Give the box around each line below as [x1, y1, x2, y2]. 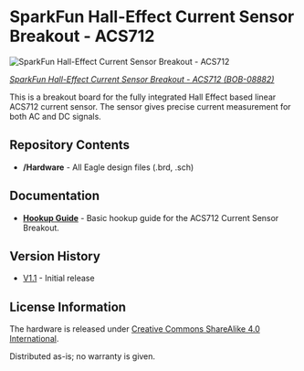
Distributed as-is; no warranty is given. [9, 351, 156, 362]
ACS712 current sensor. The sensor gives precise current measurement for [9, 101, 291, 111]
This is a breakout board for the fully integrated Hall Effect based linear [9, 91, 277, 102]
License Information [9, 299, 126, 314]
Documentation [9, 188, 100, 204]
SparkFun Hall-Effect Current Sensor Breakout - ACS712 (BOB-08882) [9, 73, 275, 84]
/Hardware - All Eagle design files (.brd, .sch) [22, 162, 194, 173]
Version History [9, 249, 100, 264]
